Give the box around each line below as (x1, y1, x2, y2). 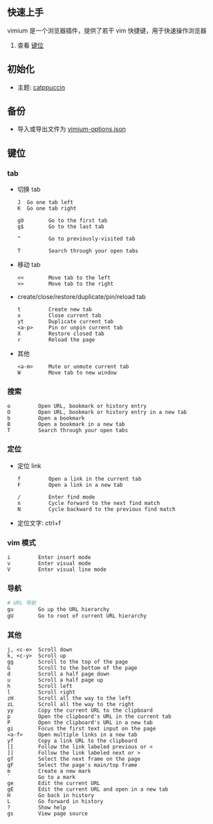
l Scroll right (7, 689, 76, 696)
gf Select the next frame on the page (7, 755, 140, 763)
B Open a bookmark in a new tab (7, 421, 126, 428)
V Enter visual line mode (7, 566, 107, 574)
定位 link (17, 461, 41, 470)
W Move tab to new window (17, 370, 117, 377)
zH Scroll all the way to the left (7, 695, 131, 702)
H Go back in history (7, 792, 95, 799)
